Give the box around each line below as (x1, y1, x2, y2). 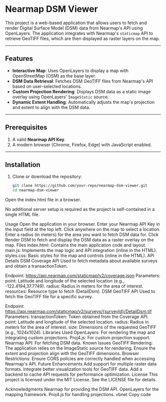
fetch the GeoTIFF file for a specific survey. (5, 294, 93, 300)
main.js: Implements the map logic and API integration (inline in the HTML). (5, 247, 157, 253)
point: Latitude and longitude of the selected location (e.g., (5, 278, 124, 284)
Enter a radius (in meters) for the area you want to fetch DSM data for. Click (5, 232, 159, 238)
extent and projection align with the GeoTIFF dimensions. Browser (5, 351, 139, 357)
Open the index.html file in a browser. (5, 197, 82, 203)
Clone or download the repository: (12, 174, 83, 180)
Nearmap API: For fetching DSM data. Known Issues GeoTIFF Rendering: (5, 340, 153, 346)
